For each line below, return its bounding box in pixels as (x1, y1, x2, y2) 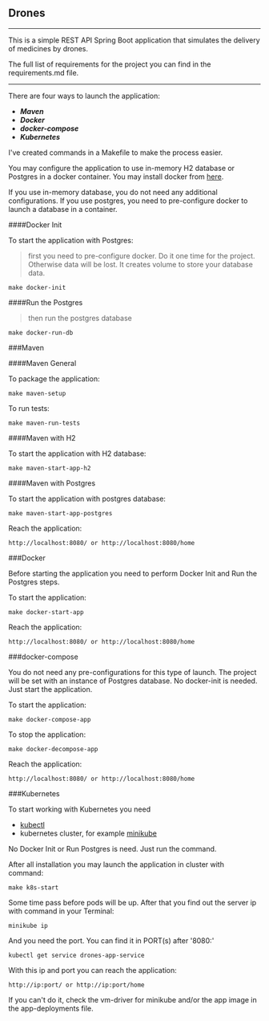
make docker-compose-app (8, 715, 91, 723)
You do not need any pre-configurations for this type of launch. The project (8, 667, 257, 677)
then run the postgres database (27, 313, 132, 323)
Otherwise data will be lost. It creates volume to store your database (27, 259, 254, 269)
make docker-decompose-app (8, 745, 98, 753)
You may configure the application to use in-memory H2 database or (8, 163, 235, 173)
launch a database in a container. (8, 204, 118, 214)
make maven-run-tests (8, 419, 81, 427)
